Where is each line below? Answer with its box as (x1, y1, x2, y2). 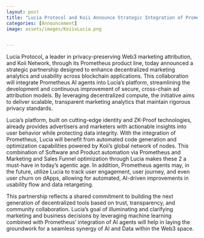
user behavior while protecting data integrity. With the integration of (6, 129, 176, 137)
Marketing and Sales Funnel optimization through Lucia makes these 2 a (6, 155, 187, 163)
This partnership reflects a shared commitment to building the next (6, 192, 174, 200)
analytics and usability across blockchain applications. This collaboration (6, 72, 189, 80)
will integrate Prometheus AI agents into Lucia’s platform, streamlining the (6, 79, 190, 86)
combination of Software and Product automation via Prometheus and (6, 149, 181, 156)
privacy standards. (6, 104, 53, 112)
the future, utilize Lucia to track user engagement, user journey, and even (6, 168, 190, 175)
